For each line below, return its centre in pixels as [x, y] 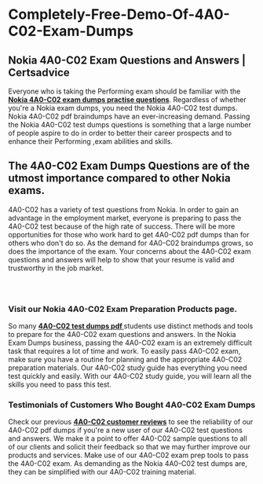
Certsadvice [39, 72]
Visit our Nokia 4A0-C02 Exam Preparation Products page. [123, 309]
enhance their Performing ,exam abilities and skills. [91, 141]
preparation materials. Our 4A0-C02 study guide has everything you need [128, 368]
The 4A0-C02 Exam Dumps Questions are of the [129, 166]
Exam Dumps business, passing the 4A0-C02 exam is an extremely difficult [130, 343]
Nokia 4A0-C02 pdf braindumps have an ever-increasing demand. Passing [129, 116]
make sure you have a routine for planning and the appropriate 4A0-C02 [125, 360]
